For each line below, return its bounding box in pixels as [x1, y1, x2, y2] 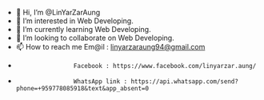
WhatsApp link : [73, 78, 128, 86]
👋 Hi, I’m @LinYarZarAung [15, 8, 101, 17]
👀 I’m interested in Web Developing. [15, 16, 134, 26]
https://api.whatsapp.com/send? [130, 78, 238, 86]
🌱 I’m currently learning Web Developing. [15, 25, 151, 34]
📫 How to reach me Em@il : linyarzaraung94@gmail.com [15, 42, 206, 51]
